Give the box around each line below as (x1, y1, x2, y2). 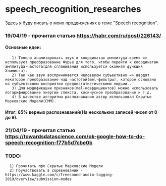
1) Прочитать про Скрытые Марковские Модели (9, 163, 103, 169)
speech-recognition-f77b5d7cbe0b (5, 139, 93, 146)
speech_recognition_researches (5, 3, 141, 15)
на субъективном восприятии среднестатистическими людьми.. (5, 82, 132, 87)
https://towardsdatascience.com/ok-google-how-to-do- (5, 133, 145, 139)
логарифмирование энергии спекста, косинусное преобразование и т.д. (5, 90, 152, 95)
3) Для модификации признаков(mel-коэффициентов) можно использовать (11, 86, 159, 91)
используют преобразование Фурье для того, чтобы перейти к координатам (5, 60, 159, 65)
